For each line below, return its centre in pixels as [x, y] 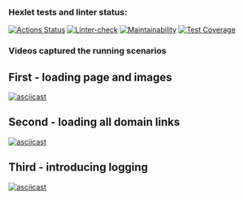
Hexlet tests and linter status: [68, 12]
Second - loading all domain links [94, 122]
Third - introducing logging [78, 168]
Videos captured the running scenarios [87, 51]
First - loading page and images [90, 77]
